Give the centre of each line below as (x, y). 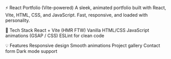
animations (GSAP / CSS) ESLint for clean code (55, 36)
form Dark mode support (31, 51)
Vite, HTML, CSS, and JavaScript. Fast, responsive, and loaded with (77, 15)
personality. (18, 20)
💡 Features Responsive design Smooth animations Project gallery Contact (83, 46)
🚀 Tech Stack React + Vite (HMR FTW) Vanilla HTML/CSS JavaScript (77, 30)
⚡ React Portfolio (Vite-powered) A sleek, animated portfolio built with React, (86, 8)
